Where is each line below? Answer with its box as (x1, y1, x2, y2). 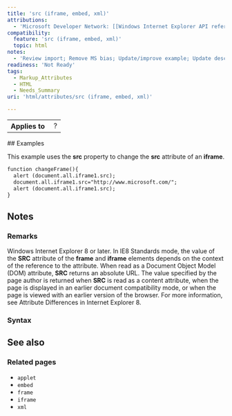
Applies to (10, 121, 46, 131)
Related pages (7, 357, 57, 367)
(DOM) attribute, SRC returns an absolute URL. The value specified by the (7, 269, 217, 277)
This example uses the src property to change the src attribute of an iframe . (7, 152, 225, 161)
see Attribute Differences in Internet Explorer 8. (7, 298, 142, 307)
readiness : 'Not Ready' (7, 61, 76, 68)
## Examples (7, 139, 45, 147)
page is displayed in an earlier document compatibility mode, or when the (7, 284, 216, 292)
